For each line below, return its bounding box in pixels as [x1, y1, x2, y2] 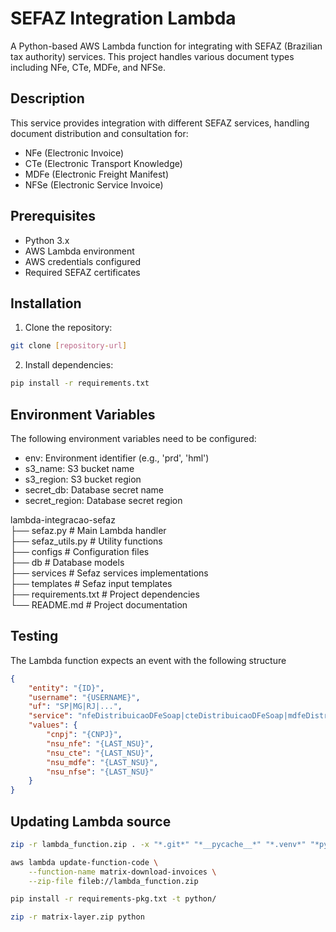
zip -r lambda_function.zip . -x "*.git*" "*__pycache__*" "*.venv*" [10, 839, 307, 849]
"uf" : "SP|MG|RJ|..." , [28, 702, 123, 712]
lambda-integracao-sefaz [10, 513, 116, 526]
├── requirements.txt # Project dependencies [10, 588, 200, 600]
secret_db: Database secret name [24, 483, 164, 496]
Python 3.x [24, 234, 70, 246]
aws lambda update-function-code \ [10, 857, 159, 867]
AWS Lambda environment [24, 245, 135, 257]
